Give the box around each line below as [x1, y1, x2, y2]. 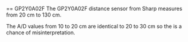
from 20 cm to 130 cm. [6, 11, 62, 18]
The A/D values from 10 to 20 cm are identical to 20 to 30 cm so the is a [6, 23, 182, 30]
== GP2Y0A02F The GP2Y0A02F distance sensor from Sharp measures [6, 5, 183, 12]
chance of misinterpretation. [6, 29, 75, 36]
